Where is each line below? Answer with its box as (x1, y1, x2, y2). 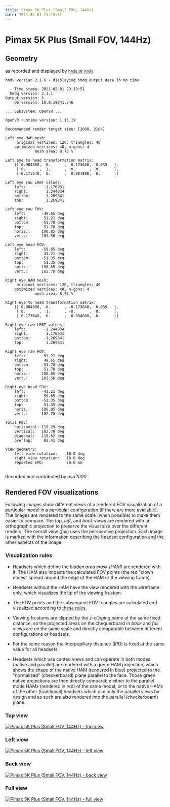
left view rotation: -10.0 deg (14, 451, 85, 456)
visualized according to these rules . (12, 605, 87, 611)
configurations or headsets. (12, 631, 71, 637)
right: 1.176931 (14, 331, 65, 336)
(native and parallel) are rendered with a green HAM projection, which (12, 661, 158, 667)
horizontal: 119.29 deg (14, 424, 65, 429)
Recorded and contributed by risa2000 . (5, 473, 88, 479)
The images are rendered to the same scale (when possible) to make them (5, 512, 160, 518)
